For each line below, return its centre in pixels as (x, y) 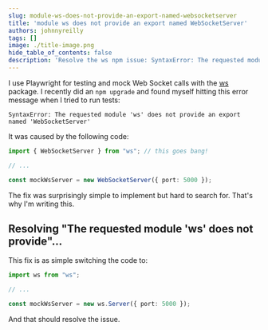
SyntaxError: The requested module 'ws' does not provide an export (124, 114)
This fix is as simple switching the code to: (78, 260)
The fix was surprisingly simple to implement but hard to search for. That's (131, 195)
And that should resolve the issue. (64, 319)
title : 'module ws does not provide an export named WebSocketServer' (128, 23)
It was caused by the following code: (69, 136)
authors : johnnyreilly (46, 30)
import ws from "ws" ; (44, 275)
